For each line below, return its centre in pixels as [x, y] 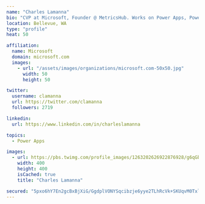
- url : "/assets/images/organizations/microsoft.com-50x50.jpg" [101, 68]
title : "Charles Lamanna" [50, 180]
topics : [16, 135]
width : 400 [31, 163]
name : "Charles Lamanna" [38, 12]
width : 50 [35, 74]
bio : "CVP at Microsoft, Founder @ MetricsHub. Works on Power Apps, [97, 18]
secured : [17, 191]
